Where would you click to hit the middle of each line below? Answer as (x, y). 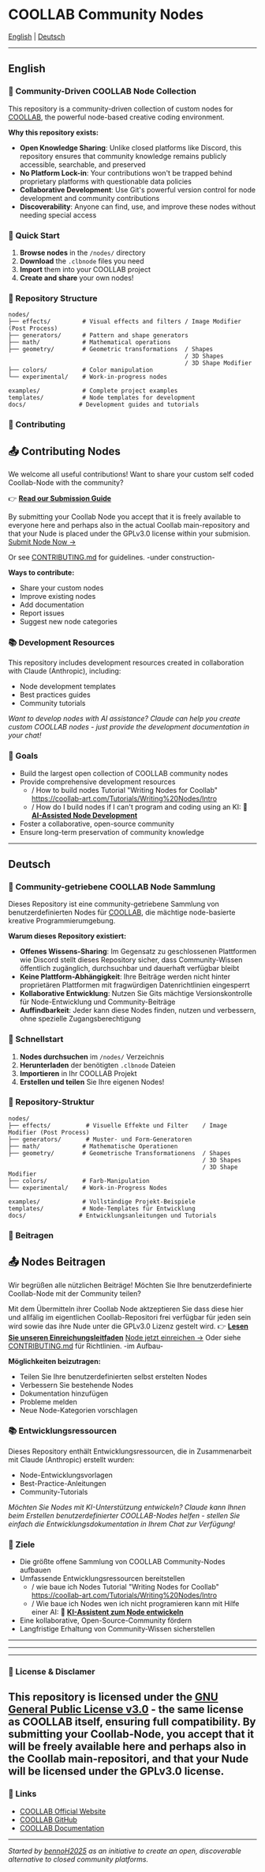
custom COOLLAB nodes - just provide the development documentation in (129, 727)
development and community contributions (90, 198)
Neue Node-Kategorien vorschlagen (78, 1410)
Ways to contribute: (41, 572)
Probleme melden (48, 1401)
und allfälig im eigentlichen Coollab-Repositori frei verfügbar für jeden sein (130, 1317)
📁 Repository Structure (53, 298)
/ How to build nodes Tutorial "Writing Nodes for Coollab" (125, 790)
